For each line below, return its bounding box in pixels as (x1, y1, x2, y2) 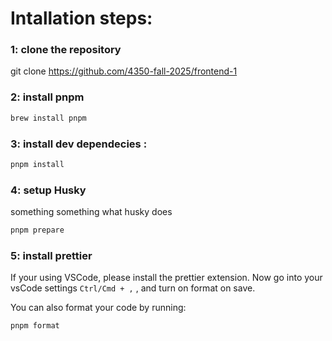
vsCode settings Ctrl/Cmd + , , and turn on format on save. (10, 282, 256, 294)
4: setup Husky (10, 183, 87, 197)
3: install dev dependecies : (10, 137, 148, 151)
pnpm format (10, 321, 60, 331)
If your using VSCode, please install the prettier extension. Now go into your (10, 272, 323, 284)
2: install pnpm (10, 90, 85, 104)
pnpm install (10, 159, 65, 169)
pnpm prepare (10, 225, 65, 236)
